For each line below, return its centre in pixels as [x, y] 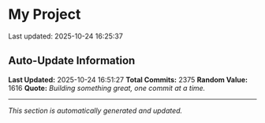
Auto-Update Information [72, 61]
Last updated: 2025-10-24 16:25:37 [66, 36]
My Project [45, 14]
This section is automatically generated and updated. [95, 110]
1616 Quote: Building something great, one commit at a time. [107, 88]
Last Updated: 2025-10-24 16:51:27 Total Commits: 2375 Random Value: [128, 79]
